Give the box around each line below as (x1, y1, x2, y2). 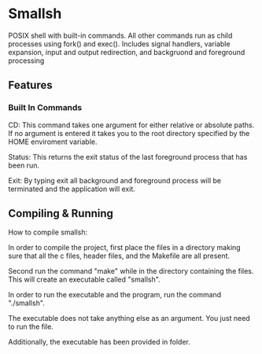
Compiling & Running (8, 207, 114, 220)
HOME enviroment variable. (8, 137, 98, 146)
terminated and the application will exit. (8, 184, 136, 194)
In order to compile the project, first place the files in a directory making (8, 243, 242, 253)
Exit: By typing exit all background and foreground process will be (8, 175, 222, 185)
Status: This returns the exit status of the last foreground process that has (8, 152, 248, 161)
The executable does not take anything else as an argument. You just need (8, 314, 250, 323)
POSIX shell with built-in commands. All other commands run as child (8, 31, 233, 40)
